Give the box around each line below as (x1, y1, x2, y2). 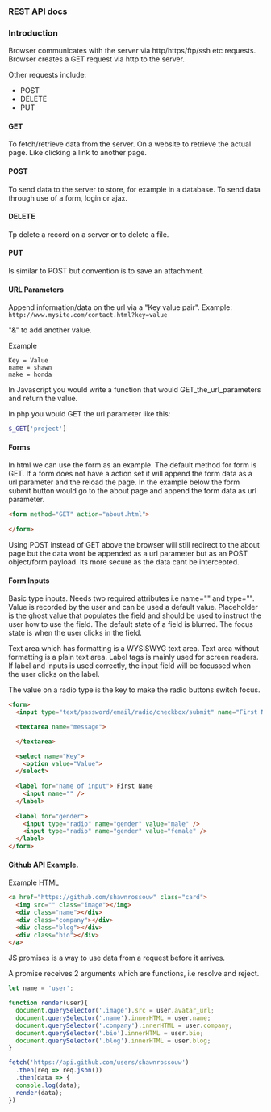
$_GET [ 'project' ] (8, 425, 67, 433)
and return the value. (8, 394, 78, 404)
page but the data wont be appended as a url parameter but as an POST (8, 548, 248, 558)
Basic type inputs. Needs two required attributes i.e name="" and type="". (8, 594, 255, 603)
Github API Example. (8, 860, 79, 869)
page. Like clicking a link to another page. (8, 148, 148, 158)
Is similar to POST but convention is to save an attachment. (8, 266, 204, 276)
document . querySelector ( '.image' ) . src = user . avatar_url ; (15, 1007, 215, 1015)
